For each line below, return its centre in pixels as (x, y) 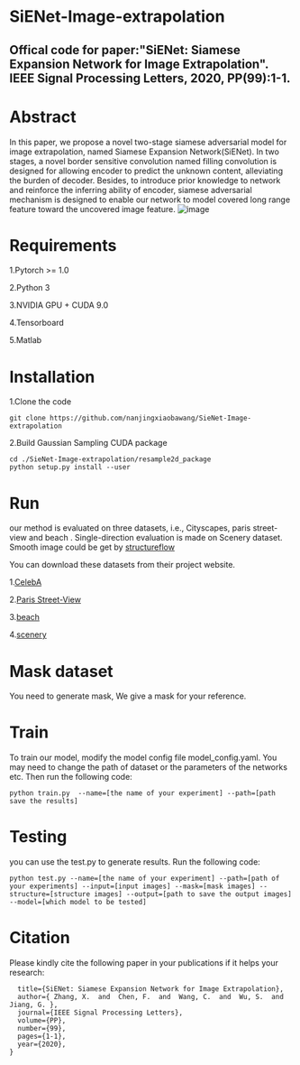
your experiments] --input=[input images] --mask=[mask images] (132, 886)
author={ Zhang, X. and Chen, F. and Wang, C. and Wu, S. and (150, 997)
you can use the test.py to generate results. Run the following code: (135, 862)
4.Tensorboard (37, 323)
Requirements (63, 245)
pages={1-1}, (42, 1037)
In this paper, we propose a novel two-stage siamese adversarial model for (148, 142)
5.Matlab (26, 340)
